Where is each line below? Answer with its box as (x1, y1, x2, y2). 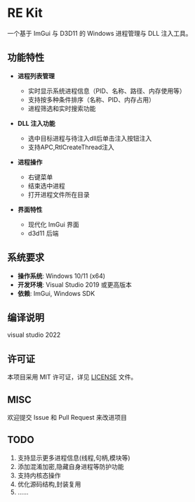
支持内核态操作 (17, 471, 61, 480)
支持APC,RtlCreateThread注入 (27, 143, 114, 151)
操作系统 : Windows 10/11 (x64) (17, 271, 106, 280)
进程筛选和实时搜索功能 (27, 104, 96, 112)
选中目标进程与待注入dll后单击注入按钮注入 (27, 134, 152, 142)
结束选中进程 (27, 181, 65, 190)
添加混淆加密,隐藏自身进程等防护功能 (17, 462, 124, 470)
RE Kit (7, 5, 43, 21)
